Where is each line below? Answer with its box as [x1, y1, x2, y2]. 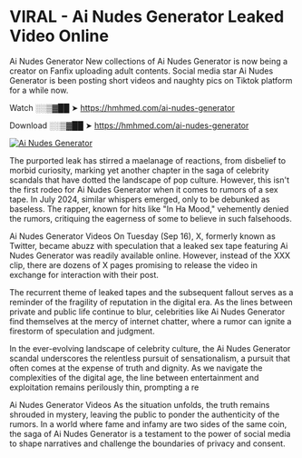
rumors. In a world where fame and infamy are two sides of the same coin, [9, 418, 287, 429]
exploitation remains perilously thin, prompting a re [9, 382, 200, 393]
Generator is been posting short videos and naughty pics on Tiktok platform [9, 75, 293, 85]
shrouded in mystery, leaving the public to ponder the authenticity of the [9, 409, 280, 420]
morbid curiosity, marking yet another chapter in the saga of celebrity [9, 164, 269, 175]
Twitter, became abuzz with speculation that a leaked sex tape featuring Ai [9, 240, 288, 251]
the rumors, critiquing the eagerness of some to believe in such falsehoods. [9, 213, 292, 224]
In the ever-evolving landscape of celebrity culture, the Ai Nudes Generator [9, 343, 291, 353]
